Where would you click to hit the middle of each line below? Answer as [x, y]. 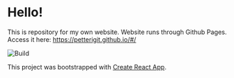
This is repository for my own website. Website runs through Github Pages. [117, 32]
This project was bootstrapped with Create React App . [87, 67]
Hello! [25, 12]
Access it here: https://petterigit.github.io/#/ [72, 39]
